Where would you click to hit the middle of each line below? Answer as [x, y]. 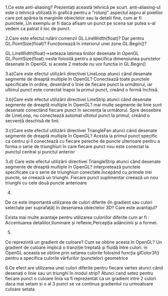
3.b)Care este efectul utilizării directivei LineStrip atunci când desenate [78, 99]
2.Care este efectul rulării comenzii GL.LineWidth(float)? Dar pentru [75, 38]
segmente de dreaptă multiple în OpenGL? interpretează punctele [73, 167]
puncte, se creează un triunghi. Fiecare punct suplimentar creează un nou [82, 177]
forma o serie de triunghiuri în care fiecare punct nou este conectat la [77, 146]
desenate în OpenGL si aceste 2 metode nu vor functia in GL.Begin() [76, 64]
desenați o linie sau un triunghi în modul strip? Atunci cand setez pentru [79, 273]
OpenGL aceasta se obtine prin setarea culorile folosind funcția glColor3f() [82, 253]
